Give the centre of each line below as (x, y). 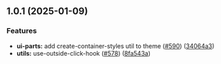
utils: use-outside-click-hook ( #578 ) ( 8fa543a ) (84, 53)
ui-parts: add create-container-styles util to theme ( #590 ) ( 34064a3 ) (115, 46)
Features (22, 31)
